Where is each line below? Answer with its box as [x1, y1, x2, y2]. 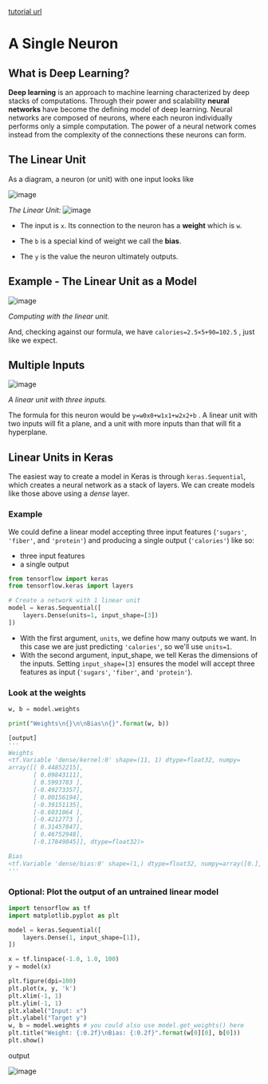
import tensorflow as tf [8, 904, 91, 912]
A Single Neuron [8, 35, 119, 53]
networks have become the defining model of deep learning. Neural [8, 105, 233, 114]
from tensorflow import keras [8, 575, 109, 583]
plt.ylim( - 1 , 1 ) [8, 999, 62, 1007]
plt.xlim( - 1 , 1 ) [8, 991, 62, 1000]
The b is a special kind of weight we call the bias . [19, 235, 182, 246]
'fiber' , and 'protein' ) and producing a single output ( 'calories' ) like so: [8, 535, 255, 545]
